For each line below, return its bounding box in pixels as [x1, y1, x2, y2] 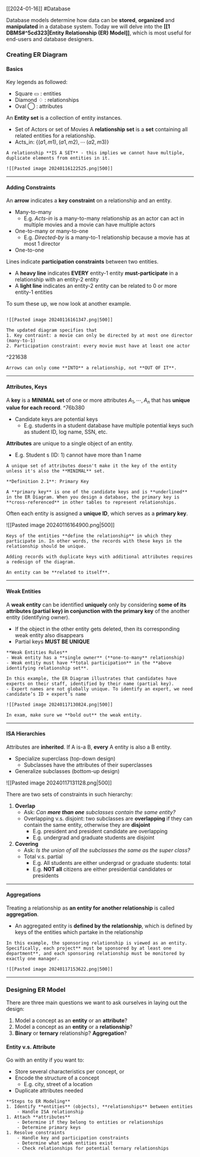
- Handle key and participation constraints [17, 1135, 129, 1141]
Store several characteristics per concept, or [14, 1068, 125, 1075]
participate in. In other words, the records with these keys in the [6, 538, 183, 544]
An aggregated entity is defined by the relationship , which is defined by [14, 922, 193, 929]
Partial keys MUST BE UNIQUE [14, 638, 90, 645]
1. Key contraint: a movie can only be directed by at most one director [6, 333, 193, 339]
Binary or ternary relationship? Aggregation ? [14, 1029, 127, 1037]
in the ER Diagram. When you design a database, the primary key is [6, 494, 180, 500]
